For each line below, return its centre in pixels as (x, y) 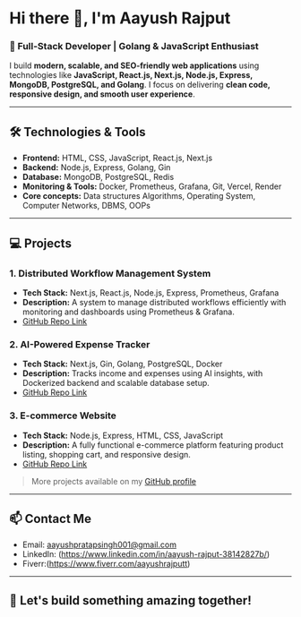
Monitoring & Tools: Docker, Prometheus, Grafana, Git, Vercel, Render (152, 186)
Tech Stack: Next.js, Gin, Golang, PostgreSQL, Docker (122, 364)
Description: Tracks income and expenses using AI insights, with (142, 373)
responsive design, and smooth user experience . (102, 94)
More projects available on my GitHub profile (114, 481)
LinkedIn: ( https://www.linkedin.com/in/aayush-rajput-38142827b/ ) (146, 554)
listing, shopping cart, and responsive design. (106, 454)
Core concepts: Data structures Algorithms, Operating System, (139, 196)
